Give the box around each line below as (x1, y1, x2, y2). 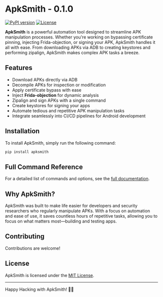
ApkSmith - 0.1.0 (5, 3, 74, 15)
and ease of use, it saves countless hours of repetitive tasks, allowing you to (5, 213, 158, 219)
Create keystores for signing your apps (12, 102, 90, 108)
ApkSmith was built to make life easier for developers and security (5, 203, 138, 209)
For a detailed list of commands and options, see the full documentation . (5, 176, 150, 182)
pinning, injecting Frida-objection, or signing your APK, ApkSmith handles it (5, 39, 156, 45)
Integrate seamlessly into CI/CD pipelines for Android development (12, 113, 146, 119)
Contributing (5, 232, 45, 241)
